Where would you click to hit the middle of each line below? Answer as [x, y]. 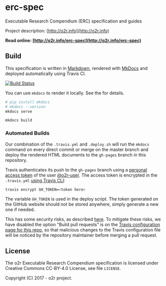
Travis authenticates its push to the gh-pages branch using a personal [76, 169]
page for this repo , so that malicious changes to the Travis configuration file [83, 230]
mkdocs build [19, 120]
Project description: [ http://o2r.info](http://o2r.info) [57, 30]
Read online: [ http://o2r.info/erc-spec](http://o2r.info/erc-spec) [73, 40]
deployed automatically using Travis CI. [46, 73]
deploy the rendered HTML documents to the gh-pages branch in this [76, 154]
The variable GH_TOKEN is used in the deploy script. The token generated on [82, 199]
